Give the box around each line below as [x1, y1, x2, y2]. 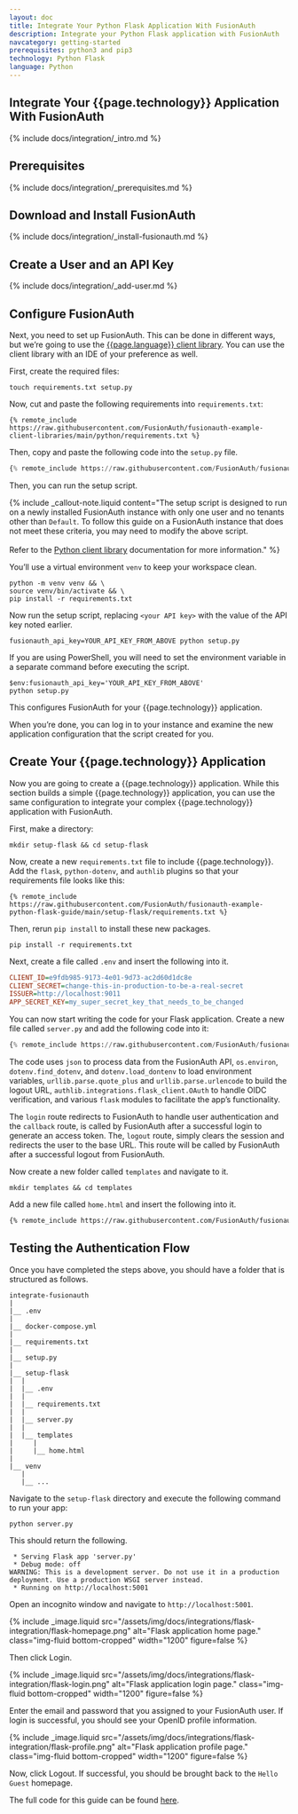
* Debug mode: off [12, 1559, 82, 1569]
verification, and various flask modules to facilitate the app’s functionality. [9, 1094, 281, 1105]
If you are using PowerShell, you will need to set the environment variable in [9, 651, 286, 662]
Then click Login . [9, 1652, 73, 1662]
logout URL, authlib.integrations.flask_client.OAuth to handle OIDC [9, 1084, 268, 1095]
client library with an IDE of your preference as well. [9, 348, 199, 359]
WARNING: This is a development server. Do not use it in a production [9, 1567, 279, 1576]
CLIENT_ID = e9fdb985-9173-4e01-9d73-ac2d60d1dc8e [9, 973, 192, 982]
